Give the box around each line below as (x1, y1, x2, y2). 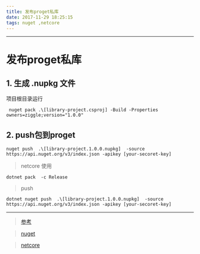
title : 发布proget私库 (6, 8, 59, 15)
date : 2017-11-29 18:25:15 (6, 14, 73, 20)
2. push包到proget (6, 130, 76, 140)
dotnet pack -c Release (6, 174, 68, 180)
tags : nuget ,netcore (6, 20, 60, 26)
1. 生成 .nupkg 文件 (6, 78, 76, 88)
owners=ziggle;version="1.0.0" (6, 112, 84, 118)
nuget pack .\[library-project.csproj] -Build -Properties (8, 107, 159, 113)
